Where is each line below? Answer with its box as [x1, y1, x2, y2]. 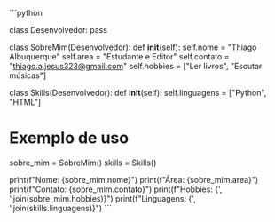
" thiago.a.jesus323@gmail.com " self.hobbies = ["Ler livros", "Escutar [9, 61, 263, 71]
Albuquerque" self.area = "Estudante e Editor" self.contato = [9, 52, 230, 61]
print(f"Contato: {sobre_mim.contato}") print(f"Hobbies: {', [9, 184, 223, 194]
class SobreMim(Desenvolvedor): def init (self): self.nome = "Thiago [9, 42, 257, 52]
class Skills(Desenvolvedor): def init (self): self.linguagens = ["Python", [9, 88, 267, 98]
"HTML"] [9, 97, 42, 107]
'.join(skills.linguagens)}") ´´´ [9, 202, 113, 213]
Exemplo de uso [9, 128, 130, 148]
